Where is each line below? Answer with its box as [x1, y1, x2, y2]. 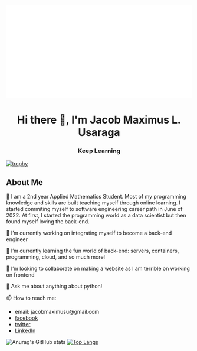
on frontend [6, 271, 35, 278]
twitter [14, 321, 31, 328]
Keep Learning [77, 147, 121, 155]
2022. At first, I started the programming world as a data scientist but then [6, 212, 187, 219]
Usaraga [78, 126, 120, 139]
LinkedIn [14, 327, 36, 334]
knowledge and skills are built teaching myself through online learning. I [6, 199, 181, 206]
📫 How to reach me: [6, 294, 57, 302]
